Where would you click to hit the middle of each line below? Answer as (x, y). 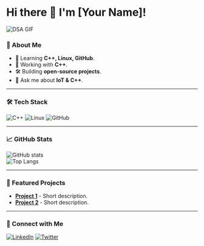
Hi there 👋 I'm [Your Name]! (76, 12)
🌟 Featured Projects (36, 183)
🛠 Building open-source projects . (58, 72)
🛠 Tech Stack (27, 102)
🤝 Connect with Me (35, 224)
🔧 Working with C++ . (41, 65)
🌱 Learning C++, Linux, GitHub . (55, 58)
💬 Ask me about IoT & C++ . (49, 80)
